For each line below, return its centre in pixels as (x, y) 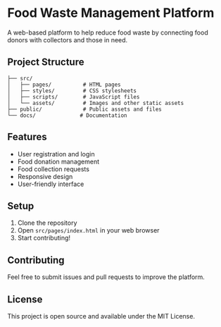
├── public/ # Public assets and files (84, 109)
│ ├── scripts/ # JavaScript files (74, 97)
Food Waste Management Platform (111, 13)
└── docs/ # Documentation (68, 115)
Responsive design (45, 176)
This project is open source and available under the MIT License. (101, 316)
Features (27, 137)
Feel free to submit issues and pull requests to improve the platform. (106, 277)
